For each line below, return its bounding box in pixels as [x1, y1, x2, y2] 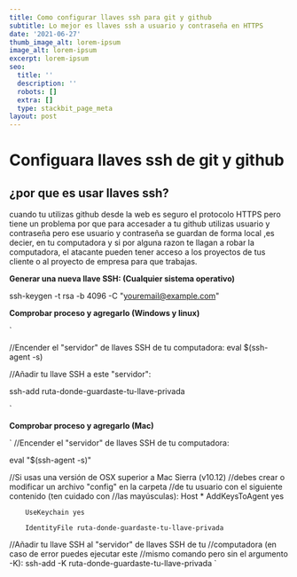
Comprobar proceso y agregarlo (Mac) [9, 421, 154, 431]
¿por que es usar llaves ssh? [9, 186, 170, 201]
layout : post [9, 112, 58, 121]
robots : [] [17, 87, 58, 96]
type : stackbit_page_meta [17, 104, 113, 113]
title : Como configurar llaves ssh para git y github [9, 12, 213, 22]
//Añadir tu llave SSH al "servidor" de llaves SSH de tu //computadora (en [9, 539, 277, 550]
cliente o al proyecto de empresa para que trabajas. [9, 257, 198, 267]
